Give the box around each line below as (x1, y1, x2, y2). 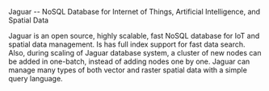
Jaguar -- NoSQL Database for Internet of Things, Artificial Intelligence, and (8, 7, 261, 16)
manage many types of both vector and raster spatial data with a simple (8, 65, 248, 75)
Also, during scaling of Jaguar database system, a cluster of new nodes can (8, 48, 262, 57)
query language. (8, 74, 63, 83)
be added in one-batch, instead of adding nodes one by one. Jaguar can (8, 56, 250, 66)
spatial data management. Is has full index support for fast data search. (8, 39, 246, 49)
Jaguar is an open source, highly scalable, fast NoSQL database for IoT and (8, 31, 260, 40)
